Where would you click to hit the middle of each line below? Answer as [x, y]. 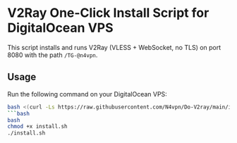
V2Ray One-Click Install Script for [108, 13]
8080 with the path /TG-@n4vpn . [53, 55]
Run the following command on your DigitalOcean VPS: [87, 94]
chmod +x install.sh [38, 127]
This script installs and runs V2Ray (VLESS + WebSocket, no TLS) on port [114, 47]
